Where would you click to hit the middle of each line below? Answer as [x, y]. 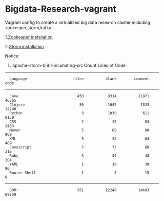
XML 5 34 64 [80, 139]
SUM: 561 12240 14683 [80, 190]
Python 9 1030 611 [80, 113]
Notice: [12, 56]
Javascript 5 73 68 [80, 147]
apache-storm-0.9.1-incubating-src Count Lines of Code [69, 65]
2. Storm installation [24, 46]
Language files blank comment [80, 79]
